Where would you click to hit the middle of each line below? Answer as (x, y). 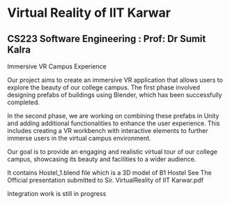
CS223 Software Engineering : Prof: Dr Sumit (107, 39)
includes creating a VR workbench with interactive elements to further (108, 130)
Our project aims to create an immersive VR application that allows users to (115, 80)
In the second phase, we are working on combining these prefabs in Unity (113, 116)
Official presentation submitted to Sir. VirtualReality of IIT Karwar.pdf (106, 180)
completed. (23, 102)
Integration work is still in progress (57, 193)
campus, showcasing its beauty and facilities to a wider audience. (102, 159)
